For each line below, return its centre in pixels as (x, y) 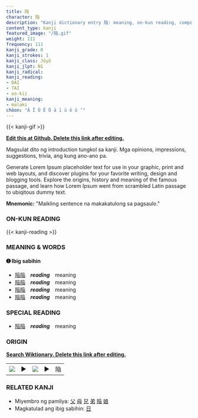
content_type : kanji (32, 28)
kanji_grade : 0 (25, 50)
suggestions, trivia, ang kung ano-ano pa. (57, 156)
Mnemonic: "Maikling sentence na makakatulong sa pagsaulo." (83, 204)
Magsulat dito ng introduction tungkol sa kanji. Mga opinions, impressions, (96, 150)
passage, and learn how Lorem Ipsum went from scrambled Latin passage (96, 186)
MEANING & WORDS (36, 247)
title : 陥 (18, 11)
